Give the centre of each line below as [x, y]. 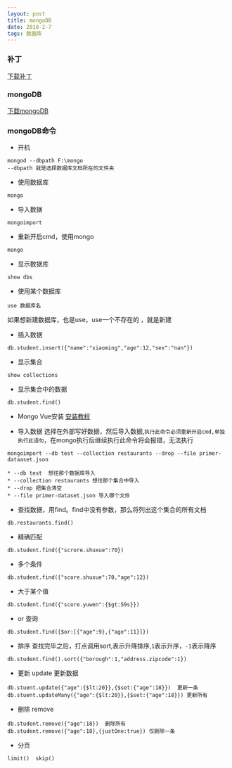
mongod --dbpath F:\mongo [45, 161]
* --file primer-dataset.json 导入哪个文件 [69, 496]
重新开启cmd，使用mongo [56, 237]
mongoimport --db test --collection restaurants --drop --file [102, 454]
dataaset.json [28, 460]
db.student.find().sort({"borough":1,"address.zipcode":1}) [97, 659]
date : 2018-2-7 [30, 27]
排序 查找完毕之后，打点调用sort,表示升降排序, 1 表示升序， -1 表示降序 [117, 646]
